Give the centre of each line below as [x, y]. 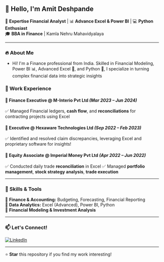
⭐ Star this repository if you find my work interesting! [58, 254]
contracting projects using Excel [37, 117]
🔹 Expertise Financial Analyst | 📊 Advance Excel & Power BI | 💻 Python [79, 21]
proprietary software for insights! [38, 144]
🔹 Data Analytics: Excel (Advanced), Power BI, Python [60, 205]
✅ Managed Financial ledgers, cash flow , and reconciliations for [70, 111]
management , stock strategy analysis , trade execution [62, 172]
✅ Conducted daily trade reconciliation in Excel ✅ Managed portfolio [75, 166]
